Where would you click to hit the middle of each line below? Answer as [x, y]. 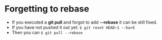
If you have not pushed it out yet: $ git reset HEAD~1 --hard [73, 27]
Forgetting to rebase [47, 9]
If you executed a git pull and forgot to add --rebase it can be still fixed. [84, 22]
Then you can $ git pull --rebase [47, 32]
